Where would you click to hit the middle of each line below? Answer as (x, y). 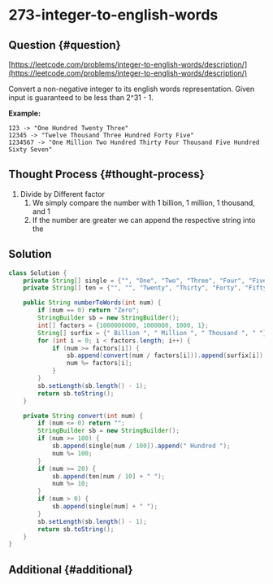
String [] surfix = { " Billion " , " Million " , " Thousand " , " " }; (154, 333)
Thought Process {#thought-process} (107, 174)
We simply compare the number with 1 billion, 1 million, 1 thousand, (144, 203)
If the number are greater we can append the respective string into (144, 220)
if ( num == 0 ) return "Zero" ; (89, 311)
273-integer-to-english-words (113, 15)
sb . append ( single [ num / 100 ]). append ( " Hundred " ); (141, 446)
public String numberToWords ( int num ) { (92, 303)
